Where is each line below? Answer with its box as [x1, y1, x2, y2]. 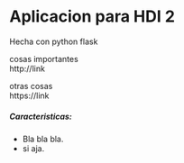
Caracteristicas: [9, 111, 72, 122]
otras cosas [9, 80, 53, 91]
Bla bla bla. [22, 133, 64, 144]
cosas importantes [9, 53, 78, 64]
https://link [9, 90, 50, 101]
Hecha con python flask [9, 36, 98, 47]
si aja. [22, 142, 45, 154]
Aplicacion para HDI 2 [9, 6, 176, 27]
